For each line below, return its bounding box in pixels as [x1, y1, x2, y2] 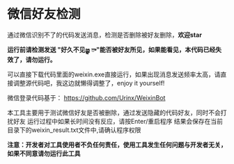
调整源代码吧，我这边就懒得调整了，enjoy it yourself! [13, 79, 165, 87]
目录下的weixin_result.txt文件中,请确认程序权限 [7, 126, 141, 134]
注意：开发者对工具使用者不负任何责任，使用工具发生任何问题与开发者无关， [7, 140, 227, 149]
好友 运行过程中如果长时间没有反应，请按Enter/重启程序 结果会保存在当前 [13, 117, 224, 125]
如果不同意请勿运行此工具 [7, 149, 81, 157]
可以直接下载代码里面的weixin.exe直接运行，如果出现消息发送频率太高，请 [7, 70, 221, 79]
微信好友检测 [7, 6, 81, 22]
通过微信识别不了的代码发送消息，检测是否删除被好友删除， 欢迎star [7, 31, 202, 39]
